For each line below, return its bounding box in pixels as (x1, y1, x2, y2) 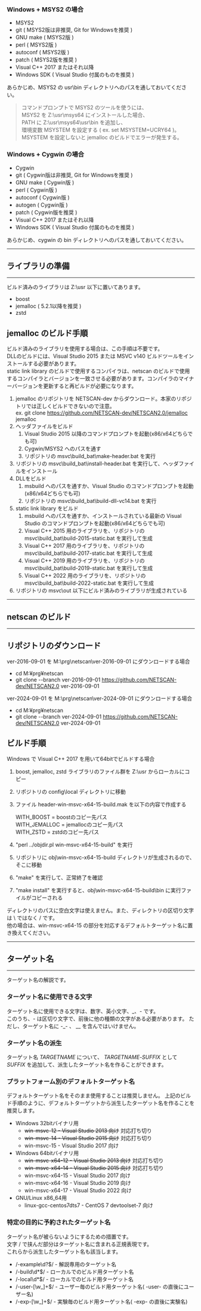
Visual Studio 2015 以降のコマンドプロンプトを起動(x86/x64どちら (24, 430, 188, 437)
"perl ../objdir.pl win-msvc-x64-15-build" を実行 (15, 841, 133, 848)
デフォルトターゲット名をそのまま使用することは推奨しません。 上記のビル (7, 1092, 191, 1100)
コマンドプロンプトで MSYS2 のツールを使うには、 (21, 104, 147, 111)
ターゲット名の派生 (7, 1039, 62, 1047)
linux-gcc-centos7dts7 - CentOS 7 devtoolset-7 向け (24, 1202, 154, 1209)
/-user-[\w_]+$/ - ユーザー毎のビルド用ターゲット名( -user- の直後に (15, 1283, 184, 1290)
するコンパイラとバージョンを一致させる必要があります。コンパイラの (7, 375, 179, 382)
